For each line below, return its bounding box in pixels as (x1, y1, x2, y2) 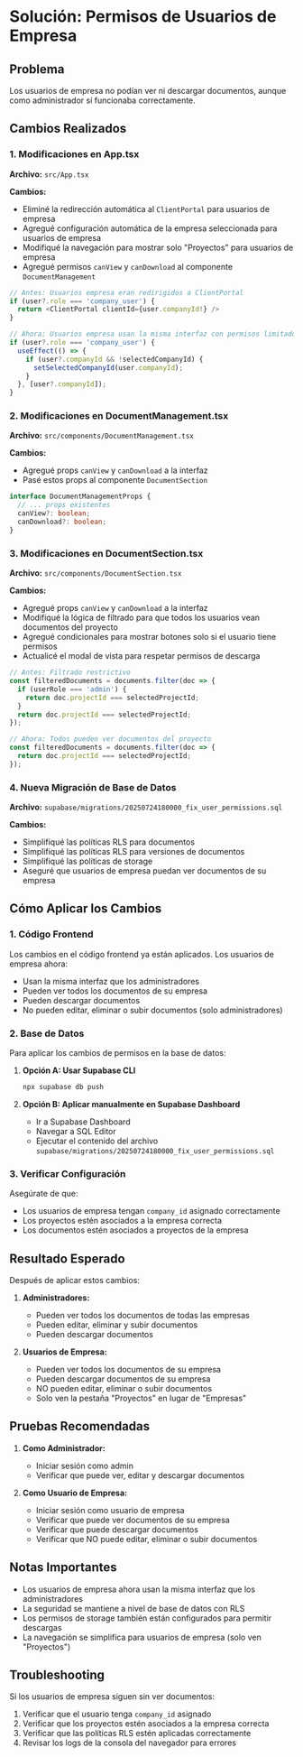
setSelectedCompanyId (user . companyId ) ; (32, 363, 183, 372)
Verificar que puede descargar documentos (35, 1523, 198, 1535)
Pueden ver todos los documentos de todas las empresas (35, 1310, 250, 1321)
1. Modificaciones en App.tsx (9, 148, 140, 161)
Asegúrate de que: (9, 1188, 78, 1199)
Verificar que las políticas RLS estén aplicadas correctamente (22, 1728, 252, 1739)
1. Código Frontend (9, 928, 94, 940)
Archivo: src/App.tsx (9, 169, 89, 180)
